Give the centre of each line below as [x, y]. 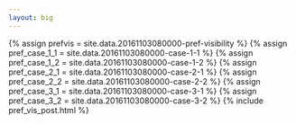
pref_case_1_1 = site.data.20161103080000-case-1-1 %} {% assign [131, 53]
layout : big [31, 18]
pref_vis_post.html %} [49, 110]
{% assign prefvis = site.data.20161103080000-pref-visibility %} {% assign [148, 43]
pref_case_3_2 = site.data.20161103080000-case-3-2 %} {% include [136, 101]
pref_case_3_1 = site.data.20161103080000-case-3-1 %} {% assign [133, 91]
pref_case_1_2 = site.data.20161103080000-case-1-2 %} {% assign [133, 62]
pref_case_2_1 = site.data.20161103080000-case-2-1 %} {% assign [133, 72]
